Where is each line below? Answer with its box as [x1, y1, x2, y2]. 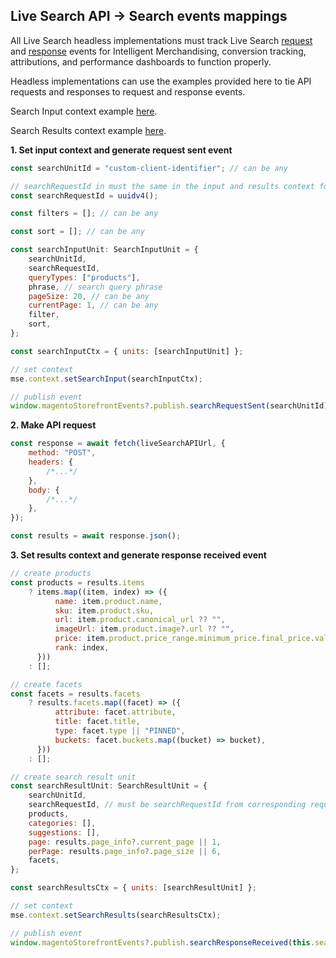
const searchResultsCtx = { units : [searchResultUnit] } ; [10, 883, 257, 893]
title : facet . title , [54, 717, 141, 727]
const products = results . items [10, 577, 145, 588]
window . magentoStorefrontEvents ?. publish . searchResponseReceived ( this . [10, 937, 315, 948]
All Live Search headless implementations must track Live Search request [10, 34, 313, 46]
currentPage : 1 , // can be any [28, 300, 159, 311]
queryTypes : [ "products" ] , [28, 272, 141, 283]
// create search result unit [10, 772, 137, 782]
